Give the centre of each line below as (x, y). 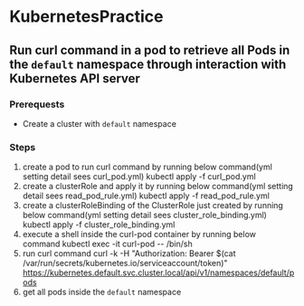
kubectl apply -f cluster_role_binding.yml (99, 225)
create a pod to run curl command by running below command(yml (147, 167)
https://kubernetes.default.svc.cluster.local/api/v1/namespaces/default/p (158, 273)
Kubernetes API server (75, 78)
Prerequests (37, 104)
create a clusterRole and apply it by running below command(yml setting (158, 186)
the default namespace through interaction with (148, 64)
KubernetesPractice (86, 17)
